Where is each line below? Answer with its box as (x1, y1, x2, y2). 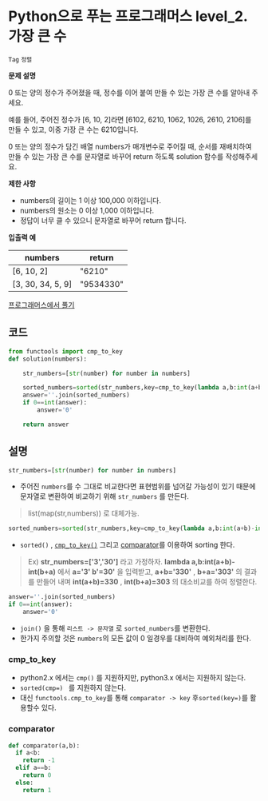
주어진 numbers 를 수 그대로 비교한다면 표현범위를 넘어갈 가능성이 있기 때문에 (19, 481, 256, 492)
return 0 (22, 771, 52, 779)
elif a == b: (15, 764, 52, 772)
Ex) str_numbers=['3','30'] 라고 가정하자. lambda (27, 557, 190, 567)
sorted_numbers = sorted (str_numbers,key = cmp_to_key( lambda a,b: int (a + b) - (8, 524, 255, 532)
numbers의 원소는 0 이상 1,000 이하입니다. (19, 205, 155, 215)
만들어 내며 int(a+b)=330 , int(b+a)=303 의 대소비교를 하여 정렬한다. (36, 577, 258, 587)
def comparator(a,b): (8, 741, 81, 750)
